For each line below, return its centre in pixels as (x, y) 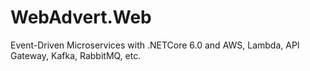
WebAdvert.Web (81, 17)
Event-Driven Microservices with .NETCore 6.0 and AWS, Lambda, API (155, 45)
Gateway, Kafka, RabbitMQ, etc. (76, 55)
